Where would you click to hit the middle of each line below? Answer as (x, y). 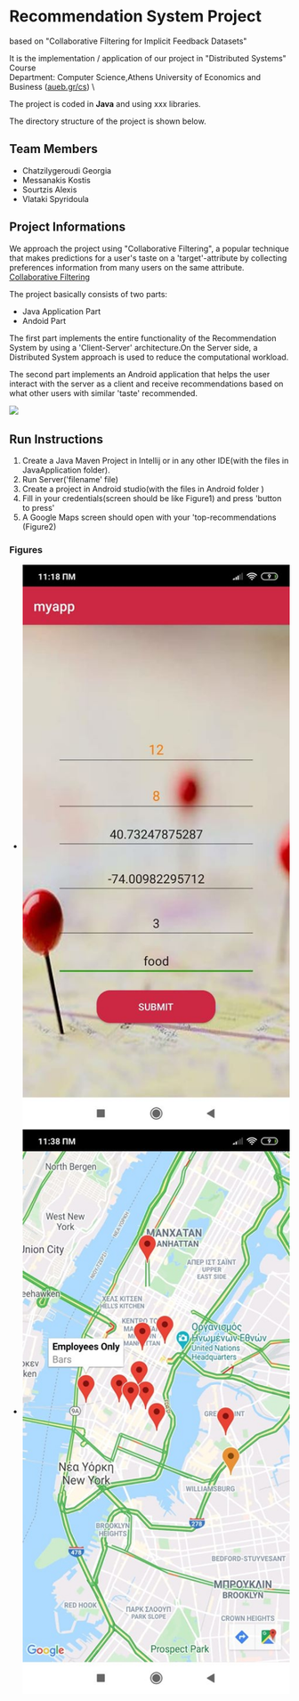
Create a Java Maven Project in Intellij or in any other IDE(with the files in (155, 461)
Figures (26, 550)
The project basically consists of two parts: (88, 294)
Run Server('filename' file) (70, 480)
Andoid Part (44, 320)
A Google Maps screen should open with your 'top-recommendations (149, 517)
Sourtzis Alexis (49, 190)
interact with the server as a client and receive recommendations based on (146, 384)
